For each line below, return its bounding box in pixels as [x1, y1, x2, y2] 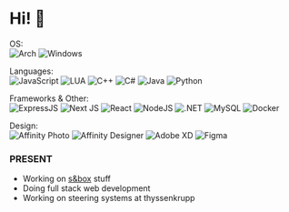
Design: [9, 120, 38, 131]
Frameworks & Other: [9, 93, 89, 104]
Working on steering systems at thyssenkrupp [22, 193, 195, 204]
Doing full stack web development [22, 183, 151, 194]
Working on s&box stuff [22, 173, 111, 185]
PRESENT [9, 152, 53, 165]
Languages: [9, 66, 54, 76]
